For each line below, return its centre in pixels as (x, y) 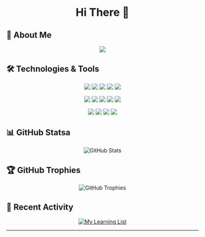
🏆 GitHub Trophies (44, 170)
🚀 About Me (29, 35)
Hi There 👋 (103, 12)
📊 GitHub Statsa (38, 133)
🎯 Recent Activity (40, 207)
